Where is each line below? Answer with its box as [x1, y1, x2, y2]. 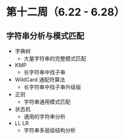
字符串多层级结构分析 [23, 127, 76, 134]
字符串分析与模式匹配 [6, 31, 84, 41]
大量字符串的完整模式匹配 [23, 55, 87, 62]
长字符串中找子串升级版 [23, 83, 81, 90]
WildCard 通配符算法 [14, 76, 65, 83]
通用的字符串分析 [23, 113, 66, 120]
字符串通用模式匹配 [23, 98, 71, 105]
